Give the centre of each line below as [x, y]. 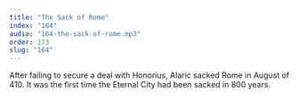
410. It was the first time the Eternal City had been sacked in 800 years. [140, 85]
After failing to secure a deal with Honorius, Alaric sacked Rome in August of [149, 75]
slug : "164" [31, 50]
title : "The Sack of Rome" [59, 17]
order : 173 [29, 42]
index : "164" [33, 26]
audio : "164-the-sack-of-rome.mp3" [75, 34]
